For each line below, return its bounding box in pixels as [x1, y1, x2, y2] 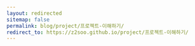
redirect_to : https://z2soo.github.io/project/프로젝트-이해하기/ [6, 28, 189, 36]
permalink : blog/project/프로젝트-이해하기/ [6, 22, 124, 29]
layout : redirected [6, 9, 62, 17]
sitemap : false [6, 16, 50, 23]
